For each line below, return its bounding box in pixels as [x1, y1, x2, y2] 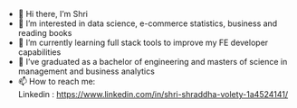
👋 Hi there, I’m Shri [17, 9, 89, 19]
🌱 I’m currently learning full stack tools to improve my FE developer [17, 37, 269, 48]
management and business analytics [17, 66, 156, 76]
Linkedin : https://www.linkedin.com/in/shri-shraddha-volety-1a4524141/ [17, 89, 288, 99]
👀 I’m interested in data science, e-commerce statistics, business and [17, 18, 278, 29]
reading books [17, 28, 72, 38]
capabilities [17, 47, 62, 58]
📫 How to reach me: [17, 76, 96, 86]
